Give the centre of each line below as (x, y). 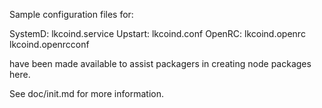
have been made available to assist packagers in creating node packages (160, 63)
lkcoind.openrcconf (49, 44)
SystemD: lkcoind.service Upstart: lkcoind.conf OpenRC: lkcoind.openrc (157, 33)
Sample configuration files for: (71, 14)
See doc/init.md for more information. (86, 93)
